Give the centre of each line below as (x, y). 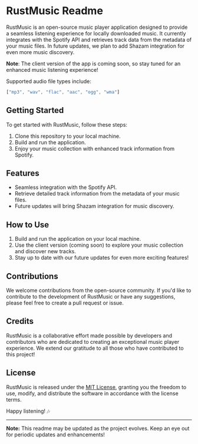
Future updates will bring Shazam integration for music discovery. (94, 206)
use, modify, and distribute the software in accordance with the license (92, 393)
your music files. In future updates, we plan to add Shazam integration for (95, 46)
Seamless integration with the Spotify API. (65, 187)
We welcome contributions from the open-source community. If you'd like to (99, 290)
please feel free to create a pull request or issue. (65, 303)
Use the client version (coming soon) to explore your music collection (99, 245)
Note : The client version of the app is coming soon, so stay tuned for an (93, 64)
